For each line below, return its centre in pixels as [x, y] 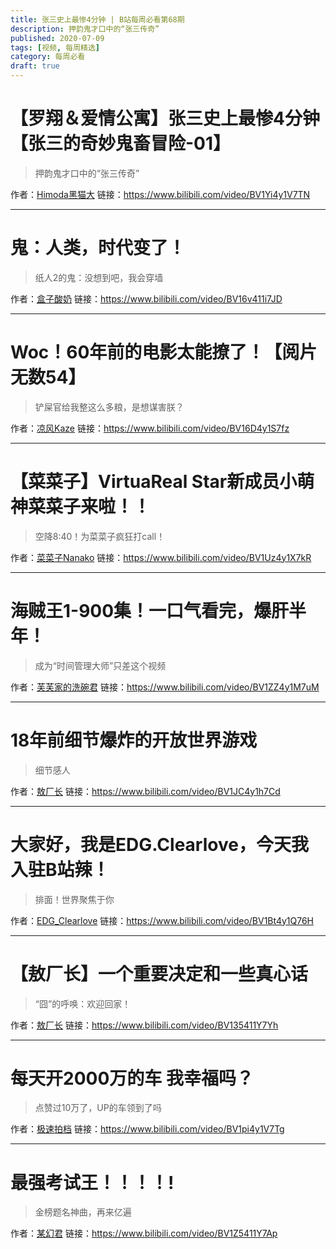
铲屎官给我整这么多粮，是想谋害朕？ [109, 407]
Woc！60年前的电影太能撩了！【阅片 [164, 352]
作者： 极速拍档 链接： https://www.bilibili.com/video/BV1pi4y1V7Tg [147, 1129]
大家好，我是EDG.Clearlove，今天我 [159, 844]
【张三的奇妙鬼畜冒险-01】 [121, 143]
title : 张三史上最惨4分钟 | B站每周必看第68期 [97, 19]
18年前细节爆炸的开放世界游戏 [134, 740]
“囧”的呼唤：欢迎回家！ [83, 1003]
